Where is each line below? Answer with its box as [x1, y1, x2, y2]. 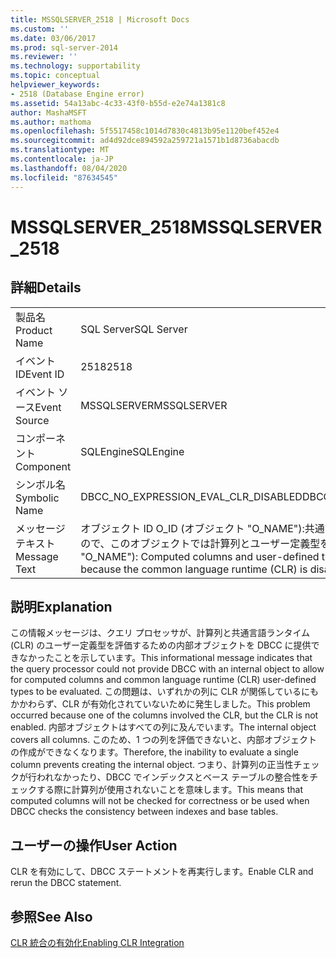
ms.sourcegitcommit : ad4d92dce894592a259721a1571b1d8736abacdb [10, 136, 280, 146]
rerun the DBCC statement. [10, 877, 122, 889]
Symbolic [15, 491, 60, 505]
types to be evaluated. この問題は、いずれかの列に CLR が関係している [10, 686, 302, 698]
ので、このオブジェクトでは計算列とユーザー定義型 [80, 536, 321, 550]
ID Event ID [15, 367, 65, 381]
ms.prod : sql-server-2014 [10, 42, 118, 53]
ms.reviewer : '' [10, 52, 78, 62]
